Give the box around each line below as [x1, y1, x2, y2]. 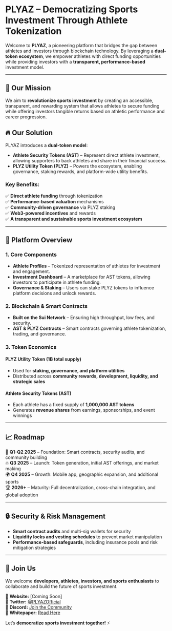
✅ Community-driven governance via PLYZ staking [5, 204, 116, 211]
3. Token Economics [5, 343, 57, 350]
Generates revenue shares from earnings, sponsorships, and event [12, 407, 155, 413]
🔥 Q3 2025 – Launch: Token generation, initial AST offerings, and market [5, 459, 159, 466]
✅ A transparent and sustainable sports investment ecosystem [5, 216, 142, 222]
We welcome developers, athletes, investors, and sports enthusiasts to [5, 578, 160, 584]
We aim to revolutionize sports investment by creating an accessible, [5, 97, 154, 103]
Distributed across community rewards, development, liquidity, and [12, 373, 159, 379]
